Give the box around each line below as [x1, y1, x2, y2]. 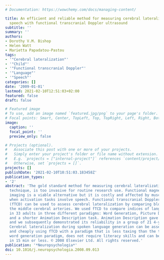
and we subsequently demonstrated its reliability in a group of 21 [9, 220, 152, 225]
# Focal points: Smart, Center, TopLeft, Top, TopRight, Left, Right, [5, 116, 152, 121]
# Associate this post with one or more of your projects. [5, 147, 132, 152]
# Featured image [5, 107, 41, 111]
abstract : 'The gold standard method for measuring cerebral [5, 184, 132, 189]
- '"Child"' [5, 62, 29, 66]
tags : [5, 52, 16, 57]
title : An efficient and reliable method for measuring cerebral [5, 16, 141, 21]
